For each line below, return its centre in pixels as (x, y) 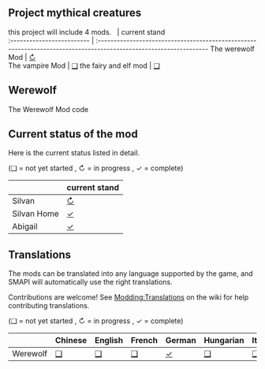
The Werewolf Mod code (49, 109)
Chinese (71, 341)
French (144, 341)
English (109, 341)
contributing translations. (49, 306)
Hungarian (224, 341)
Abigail (25, 226)
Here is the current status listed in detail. (74, 153)
